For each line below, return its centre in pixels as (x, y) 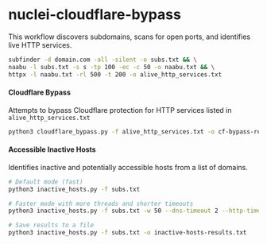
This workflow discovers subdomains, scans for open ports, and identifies (130, 37)
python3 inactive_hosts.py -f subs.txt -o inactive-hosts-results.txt (128, 233)
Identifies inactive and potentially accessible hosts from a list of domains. (128, 167)
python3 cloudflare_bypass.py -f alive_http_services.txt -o (112, 132)
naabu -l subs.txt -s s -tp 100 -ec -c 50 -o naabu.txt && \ (112, 67)
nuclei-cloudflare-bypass (95, 15)
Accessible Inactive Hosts (52, 149)
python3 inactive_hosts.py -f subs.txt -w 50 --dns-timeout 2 (113, 211)
